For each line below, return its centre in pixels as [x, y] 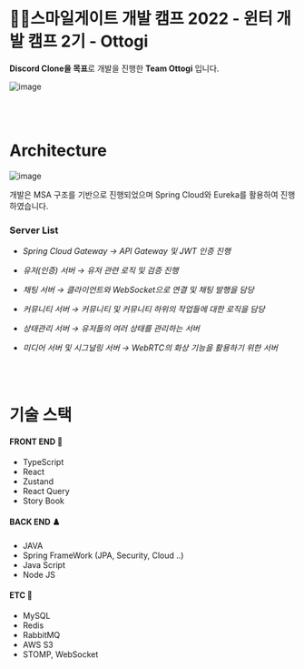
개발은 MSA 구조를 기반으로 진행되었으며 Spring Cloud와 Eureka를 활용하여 [144, 194]
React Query [46, 491]
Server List [34, 230]
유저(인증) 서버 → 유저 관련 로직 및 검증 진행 [100, 270]
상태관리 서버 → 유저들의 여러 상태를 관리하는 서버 [111, 329]
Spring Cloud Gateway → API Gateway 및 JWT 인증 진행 [127, 251]
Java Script [44, 564]
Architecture [58, 151]
